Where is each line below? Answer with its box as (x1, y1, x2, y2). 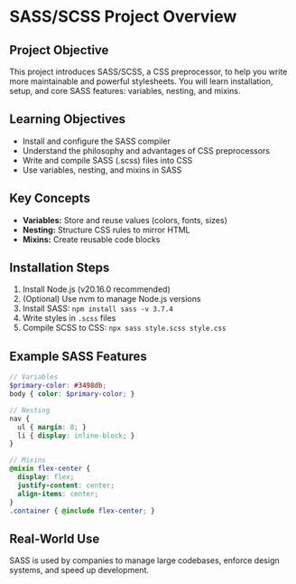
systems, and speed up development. (9, 565, 149, 576)
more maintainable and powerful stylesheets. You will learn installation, (9, 76, 273, 87)
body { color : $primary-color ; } (9, 390, 135, 399)
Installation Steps (9, 260, 110, 276)
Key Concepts (9, 191, 90, 206)
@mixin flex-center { (9, 464, 91, 474)
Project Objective (9, 42, 109, 58)
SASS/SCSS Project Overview (9, 6, 237, 27)
